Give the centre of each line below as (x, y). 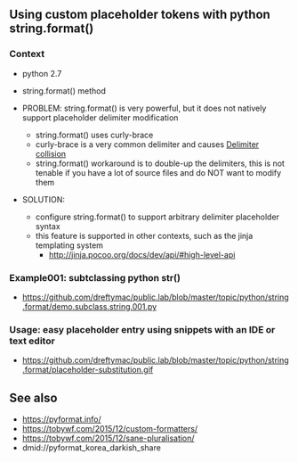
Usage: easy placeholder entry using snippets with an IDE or (142, 329)
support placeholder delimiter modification (100, 117)
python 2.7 (42, 73)
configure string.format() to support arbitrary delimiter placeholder (157, 217)
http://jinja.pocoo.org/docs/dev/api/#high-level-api (142, 254)
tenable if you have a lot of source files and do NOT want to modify (158, 172)
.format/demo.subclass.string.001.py (89, 306)
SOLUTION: (43, 199)
